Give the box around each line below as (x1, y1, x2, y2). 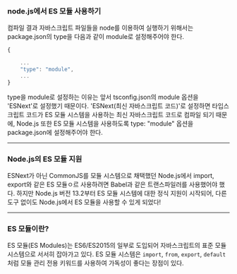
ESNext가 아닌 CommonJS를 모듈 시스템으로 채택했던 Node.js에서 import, (7, 171, 214, 179)
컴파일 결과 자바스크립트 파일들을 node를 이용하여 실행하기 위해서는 (7, 23, 194, 32)
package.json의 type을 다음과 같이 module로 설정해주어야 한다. (7, 32, 185, 41)
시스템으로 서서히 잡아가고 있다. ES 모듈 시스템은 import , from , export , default (7, 250, 226, 258)
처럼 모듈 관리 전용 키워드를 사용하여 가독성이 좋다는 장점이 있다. (7, 259, 185, 268)
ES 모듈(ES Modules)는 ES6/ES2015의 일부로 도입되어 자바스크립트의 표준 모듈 (7, 242, 227, 250)
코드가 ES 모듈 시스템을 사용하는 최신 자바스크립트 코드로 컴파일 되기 (25, 110, 214, 119)
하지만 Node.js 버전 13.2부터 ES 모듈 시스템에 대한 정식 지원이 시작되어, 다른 (16, 189, 227, 197)
